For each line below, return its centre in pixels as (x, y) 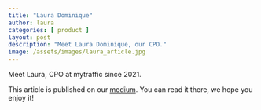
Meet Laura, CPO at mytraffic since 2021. (75, 74)
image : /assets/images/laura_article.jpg (77, 52)
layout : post (29, 37)
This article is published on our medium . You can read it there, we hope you (130, 90)
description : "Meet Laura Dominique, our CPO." (88, 45)
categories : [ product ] (49, 30)
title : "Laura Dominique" (50, 15)
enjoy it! (21, 98)
